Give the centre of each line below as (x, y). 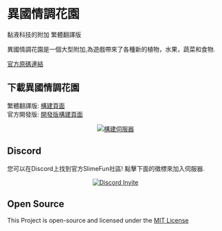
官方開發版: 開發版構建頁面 (45, 114)
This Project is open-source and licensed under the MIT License (98, 221)
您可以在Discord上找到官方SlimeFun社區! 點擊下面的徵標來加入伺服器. (106, 168)
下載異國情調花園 (43, 88)
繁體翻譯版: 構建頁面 (36, 106)
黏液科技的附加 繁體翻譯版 (44, 34)
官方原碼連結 (25, 63)
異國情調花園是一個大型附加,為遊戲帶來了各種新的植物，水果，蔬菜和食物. (111, 49)
